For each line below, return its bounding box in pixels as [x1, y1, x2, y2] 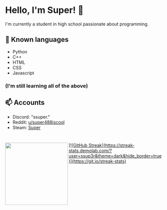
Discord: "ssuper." [12, 114, 50, 120]
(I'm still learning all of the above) [5, 82, 88, 89]
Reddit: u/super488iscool [12, 119, 65, 125]
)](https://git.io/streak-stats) [68, 158, 126, 164]
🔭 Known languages [5, 35, 69, 44]
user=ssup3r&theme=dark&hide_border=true [68, 153, 162, 159]
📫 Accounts [5, 98, 45, 107]
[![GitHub [68, 142, 87, 148]
